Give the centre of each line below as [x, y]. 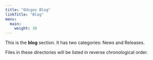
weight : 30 [26, 28]
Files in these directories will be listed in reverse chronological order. [76, 52]
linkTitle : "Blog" [24, 14]
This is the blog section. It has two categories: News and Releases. [75, 42]
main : [16, 24]
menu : [11, 19]
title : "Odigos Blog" [28, 10]
